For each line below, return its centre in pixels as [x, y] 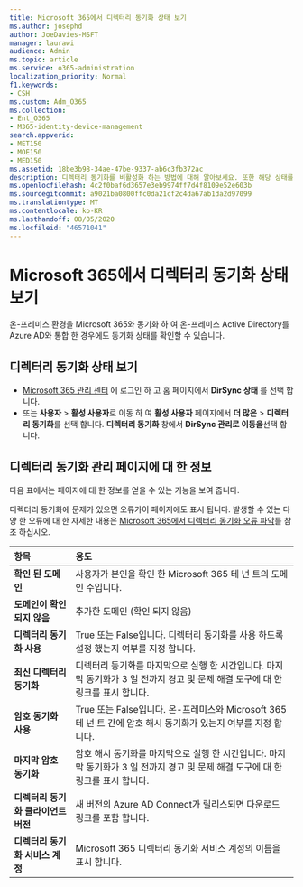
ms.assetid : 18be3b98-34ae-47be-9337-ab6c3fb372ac [106, 169]
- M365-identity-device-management [76, 127]
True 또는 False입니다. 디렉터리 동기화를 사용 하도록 [179, 635]
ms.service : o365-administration [72, 69]
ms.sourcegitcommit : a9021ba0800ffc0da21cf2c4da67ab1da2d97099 [131, 194]
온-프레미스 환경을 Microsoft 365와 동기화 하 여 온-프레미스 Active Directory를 [150, 324]
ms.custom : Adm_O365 [48, 102]
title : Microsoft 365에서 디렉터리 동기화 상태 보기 [98, 18]
